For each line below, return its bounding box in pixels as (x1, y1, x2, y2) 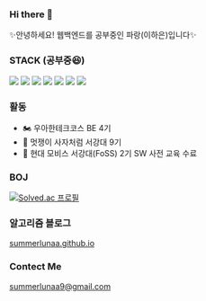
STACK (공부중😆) (9, 54, 85, 66)
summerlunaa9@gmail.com (9, 280, 111, 291)
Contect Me (9, 261, 62, 273)
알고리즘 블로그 (9, 217, 72, 230)
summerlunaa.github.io (9, 238, 95, 249)
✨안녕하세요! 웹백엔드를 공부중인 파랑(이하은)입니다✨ (9, 30, 197, 40)
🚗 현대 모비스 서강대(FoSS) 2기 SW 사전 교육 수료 (22, 147, 198, 158)
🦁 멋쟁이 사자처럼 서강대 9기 (22, 137, 122, 147)
